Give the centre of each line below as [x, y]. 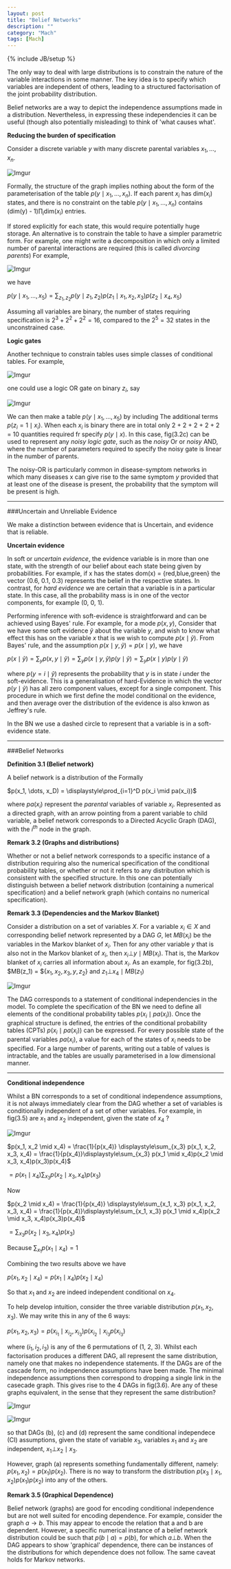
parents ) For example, [38, 256]
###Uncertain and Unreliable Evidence [62, 511]
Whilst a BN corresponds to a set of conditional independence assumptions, [115, 1096]
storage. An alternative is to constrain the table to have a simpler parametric [114, 234]
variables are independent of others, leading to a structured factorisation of [114, 87]
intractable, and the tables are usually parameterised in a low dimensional [111, 1056]
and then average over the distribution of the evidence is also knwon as [108, 703]
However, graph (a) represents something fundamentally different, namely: [113, 1464]
